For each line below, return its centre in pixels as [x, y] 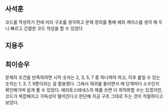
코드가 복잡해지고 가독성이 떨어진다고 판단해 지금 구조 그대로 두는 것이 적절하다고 [84, 96]
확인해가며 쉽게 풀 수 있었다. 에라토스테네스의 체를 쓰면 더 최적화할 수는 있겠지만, [84, 90]
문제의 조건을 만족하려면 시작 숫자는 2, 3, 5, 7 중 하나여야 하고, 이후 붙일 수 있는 [83, 77]
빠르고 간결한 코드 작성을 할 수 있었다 [46, 28]
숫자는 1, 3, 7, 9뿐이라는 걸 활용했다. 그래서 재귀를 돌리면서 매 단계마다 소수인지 [82, 84]
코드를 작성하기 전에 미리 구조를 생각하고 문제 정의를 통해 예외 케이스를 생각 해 [81, 22]
